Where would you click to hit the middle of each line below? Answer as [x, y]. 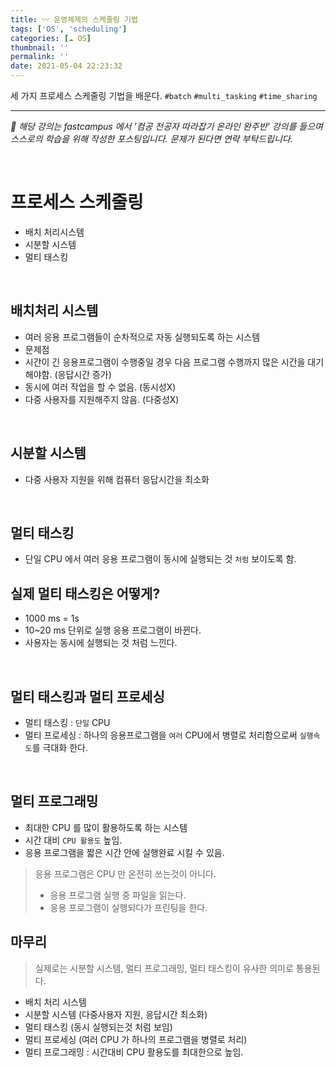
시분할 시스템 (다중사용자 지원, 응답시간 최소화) [116, 1014]
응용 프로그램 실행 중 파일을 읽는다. [118, 895]
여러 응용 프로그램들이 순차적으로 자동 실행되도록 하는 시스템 [142, 337]
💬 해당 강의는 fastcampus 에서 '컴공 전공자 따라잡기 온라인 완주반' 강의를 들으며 [166, 126]
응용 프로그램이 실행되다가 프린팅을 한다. [128, 907]
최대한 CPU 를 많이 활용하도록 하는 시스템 [106, 827]
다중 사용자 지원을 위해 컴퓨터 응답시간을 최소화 [117, 479]
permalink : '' [40, 57]
